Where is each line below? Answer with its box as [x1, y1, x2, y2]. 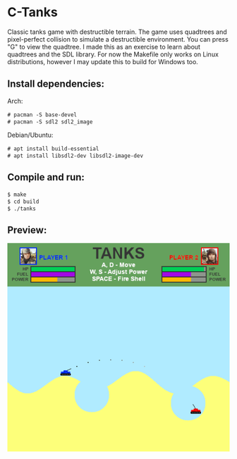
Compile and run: [7, 171, 85, 183]
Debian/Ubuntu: [7, 130, 54, 139]
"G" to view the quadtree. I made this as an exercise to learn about [7, 42, 201, 51]
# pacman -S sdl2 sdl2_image [7, 118, 93, 126]
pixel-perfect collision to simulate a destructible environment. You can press [7, 35, 229, 43]
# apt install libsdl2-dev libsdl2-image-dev [7, 152, 143, 159]
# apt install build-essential [7, 145, 99, 152]
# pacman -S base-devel [7, 111, 78, 118]
